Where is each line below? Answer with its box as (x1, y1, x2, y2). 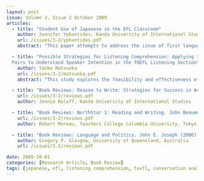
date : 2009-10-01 (6, 154, 50, 160)
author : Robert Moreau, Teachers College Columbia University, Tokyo (17, 121, 197, 127)
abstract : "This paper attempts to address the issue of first (17, 43, 181, 49)
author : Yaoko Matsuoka (17, 65, 78, 71)
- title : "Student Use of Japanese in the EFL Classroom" (12, 26, 162, 32)
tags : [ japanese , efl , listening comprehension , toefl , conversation (6, 165, 186, 171)
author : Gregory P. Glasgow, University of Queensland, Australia (17, 137, 189, 143)
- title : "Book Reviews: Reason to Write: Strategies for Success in (12, 87, 191, 94)
